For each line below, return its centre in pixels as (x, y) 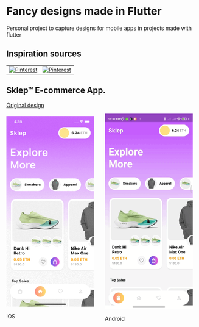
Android (115, 319)
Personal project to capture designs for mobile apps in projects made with (99, 28)
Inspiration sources (44, 54)
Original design (25, 105)
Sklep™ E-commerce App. (56, 91)
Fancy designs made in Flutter (84, 11)
